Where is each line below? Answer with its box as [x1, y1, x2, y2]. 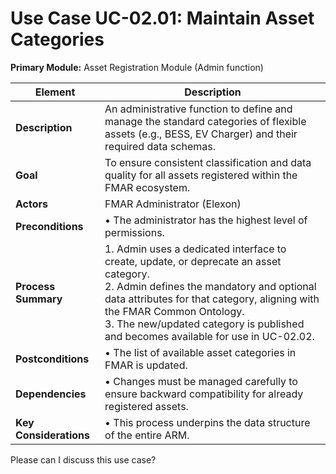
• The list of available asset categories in [104, 345, 297, 359]
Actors [15, 197, 48, 211]
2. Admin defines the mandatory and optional [104, 279, 317, 293]
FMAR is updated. [104, 358, 188, 372]
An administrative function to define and [104, 102, 293, 116]
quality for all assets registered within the [104, 168, 298, 182]
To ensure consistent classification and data [104, 155, 312, 169]
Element [34, 85, 76, 99]
